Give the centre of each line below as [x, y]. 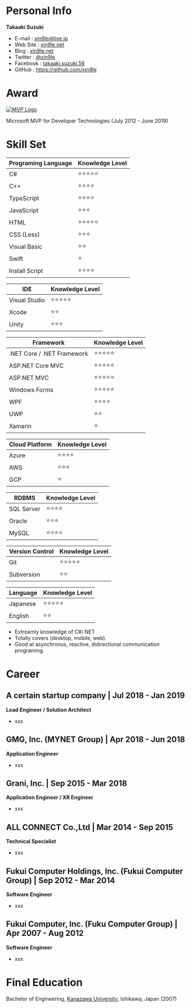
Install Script [26, 271]
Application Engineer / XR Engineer [50, 798]
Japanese [22, 604]
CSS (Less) [25, 234]
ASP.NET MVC [29, 378]
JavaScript [24, 210]
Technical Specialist [31, 842]
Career [23, 674]
